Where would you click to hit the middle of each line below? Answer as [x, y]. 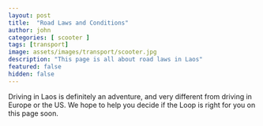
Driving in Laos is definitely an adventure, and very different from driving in [130, 96]
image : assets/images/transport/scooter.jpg [83, 52]
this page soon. [34, 113]
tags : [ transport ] [38, 45]
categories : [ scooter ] [49, 37]
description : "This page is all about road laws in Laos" [105, 60]
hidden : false [32, 74]
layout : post [30, 15]
